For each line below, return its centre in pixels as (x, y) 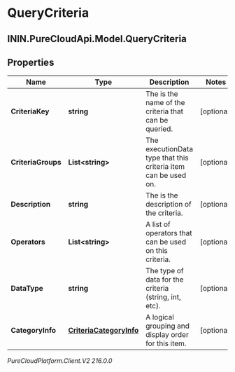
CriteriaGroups (36, 163)
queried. (159, 129)
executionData (170, 149)
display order (167, 335)
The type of (165, 271)
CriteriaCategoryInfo (104, 331)
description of (169, 205)
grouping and (168, 326)
